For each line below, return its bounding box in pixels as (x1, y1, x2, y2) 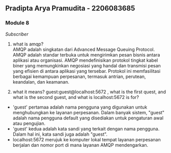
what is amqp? (12, 41, 44, 47)
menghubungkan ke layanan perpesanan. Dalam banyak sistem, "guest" (12, 109, 165, 115)
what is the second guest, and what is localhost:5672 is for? (12, 94, 139, 100)
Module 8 (5, 19, 30, 27)
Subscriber (5, 31, 29, 37)
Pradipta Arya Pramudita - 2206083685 (5, 4, 135, 13)
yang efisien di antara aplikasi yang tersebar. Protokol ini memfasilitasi (12, 68, 161, 74)
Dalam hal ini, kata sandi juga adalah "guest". (12, 131, 108, 137)
